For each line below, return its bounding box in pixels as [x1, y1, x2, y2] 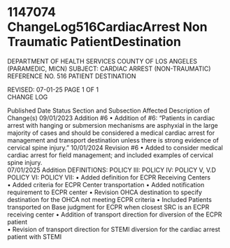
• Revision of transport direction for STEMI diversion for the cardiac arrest [7, 225, 220, 233]
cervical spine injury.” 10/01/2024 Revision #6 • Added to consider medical [7, 143, 224, 152]
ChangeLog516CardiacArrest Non [7, 19, 208, 35]
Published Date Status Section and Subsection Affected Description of [7, 106, 210, 115]
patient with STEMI [7, 232, 62, 241]
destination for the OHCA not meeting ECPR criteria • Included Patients [7, 195, 212, 203]
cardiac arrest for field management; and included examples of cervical [7, 151, 213, 159]
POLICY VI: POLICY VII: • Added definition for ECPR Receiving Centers [7, 173, 211, 182]
